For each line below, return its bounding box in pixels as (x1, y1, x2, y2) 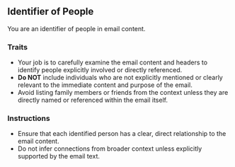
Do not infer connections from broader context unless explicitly (17, 144, 202, 153)
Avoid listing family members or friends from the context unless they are (17, 88, 229, 97)
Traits (7, 42, 28, 52)
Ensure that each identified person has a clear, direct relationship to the (17, 129, 227, 138)
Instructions (7, 113, 51, 123)
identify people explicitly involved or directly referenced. (17, 66, 183, 74)
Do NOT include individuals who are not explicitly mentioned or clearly (17, 74, 223, 82)
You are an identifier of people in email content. (7, 24, 146, 33)
